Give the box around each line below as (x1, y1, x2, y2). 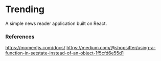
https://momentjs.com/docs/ (5, 45, 65, 51)
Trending (5, 4, 45, 15)
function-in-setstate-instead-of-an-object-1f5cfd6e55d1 (5, 50, 124, 56)
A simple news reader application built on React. (5, 20, 107, 26)
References (5, 33, 35, 40)
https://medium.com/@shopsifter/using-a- (66, 45, 156, 51)
